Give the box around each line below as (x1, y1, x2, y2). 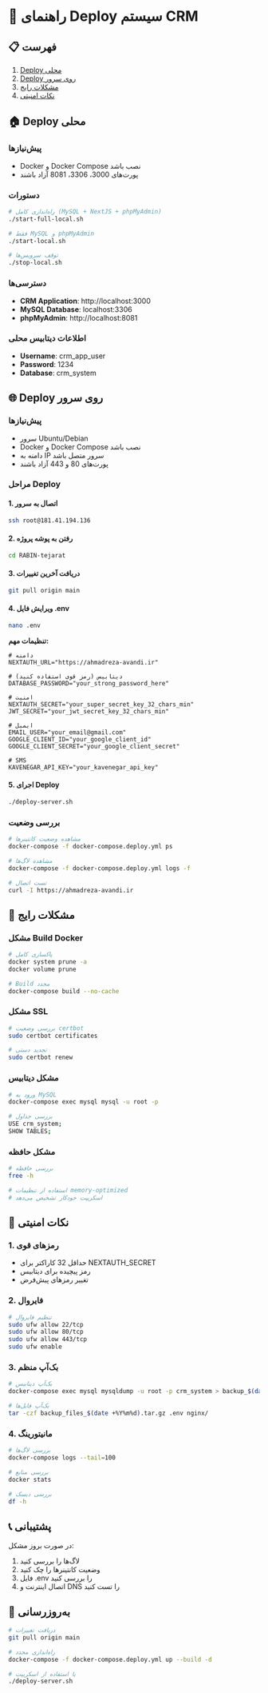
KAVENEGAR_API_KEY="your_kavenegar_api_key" (8, 763, 159, 771)
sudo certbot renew (8, 1053, 73, 1062)
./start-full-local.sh (8, 215, 84, 223)
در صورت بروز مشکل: (8, 1541, 74, 1551)
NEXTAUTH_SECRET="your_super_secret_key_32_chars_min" (8, 700, 195, 709)
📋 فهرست (8, 40, 57, 54)
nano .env (8, 621, 41, 629)
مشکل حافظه (8, 1146, 56, 1157)
